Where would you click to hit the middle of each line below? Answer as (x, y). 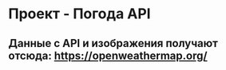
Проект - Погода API (79, 14)
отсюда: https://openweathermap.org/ (108, 55)
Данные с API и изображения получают (113, 43)
